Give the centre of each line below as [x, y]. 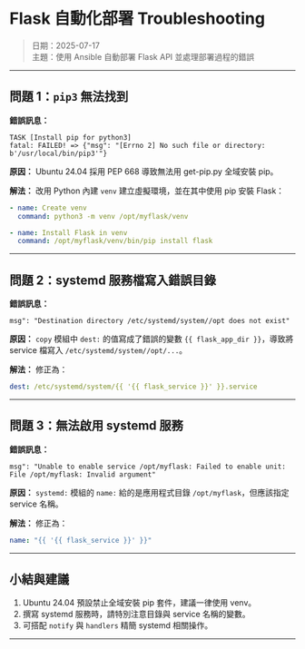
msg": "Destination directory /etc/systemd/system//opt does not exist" [150, 321]
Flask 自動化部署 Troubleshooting [138, 19]
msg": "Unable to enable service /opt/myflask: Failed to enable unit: [148, 467]
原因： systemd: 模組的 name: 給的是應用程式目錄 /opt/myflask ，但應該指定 [149, 492]
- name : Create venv [49, 208]
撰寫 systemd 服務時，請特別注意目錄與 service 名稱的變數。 [137, 615]
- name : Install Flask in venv [69, 232]
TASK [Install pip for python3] [70, 137]
